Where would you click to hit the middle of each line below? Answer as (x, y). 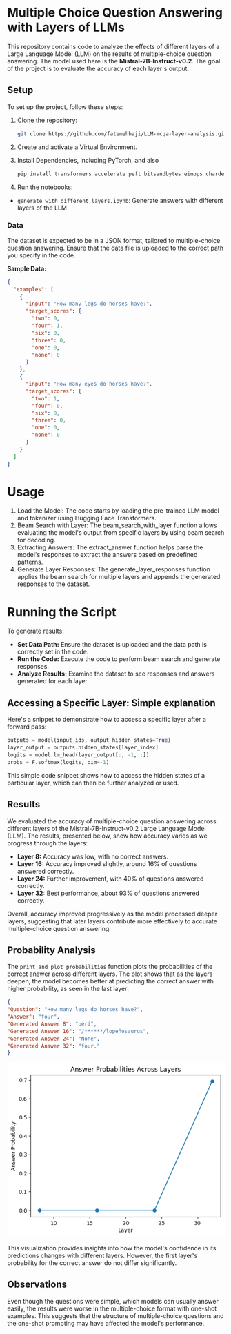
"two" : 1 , (46, 398)
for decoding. (37, 540)
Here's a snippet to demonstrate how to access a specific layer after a (107, 720)
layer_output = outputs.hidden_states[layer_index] (83, 748)
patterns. (30, 562)
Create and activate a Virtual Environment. (77, 147)
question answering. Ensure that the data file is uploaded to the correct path (115, 248)
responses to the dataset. (53, 584)
